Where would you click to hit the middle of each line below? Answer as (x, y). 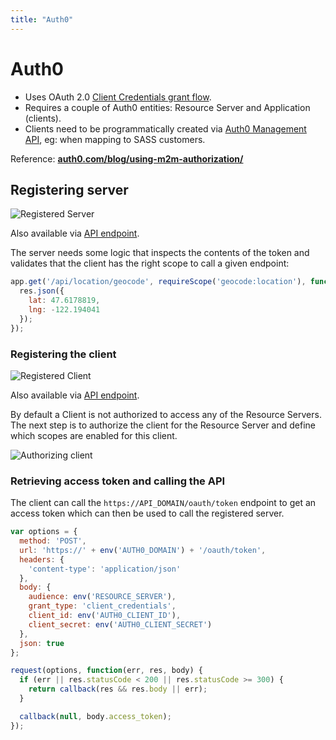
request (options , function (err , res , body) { (106, 671)
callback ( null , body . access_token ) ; (95, 716)
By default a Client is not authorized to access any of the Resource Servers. (166, 414)
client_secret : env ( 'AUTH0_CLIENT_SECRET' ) (120, 624)
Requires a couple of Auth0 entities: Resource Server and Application (167, 107)
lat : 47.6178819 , (64, 301)
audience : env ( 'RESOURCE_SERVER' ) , (102, 597)
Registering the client (63, 354)
